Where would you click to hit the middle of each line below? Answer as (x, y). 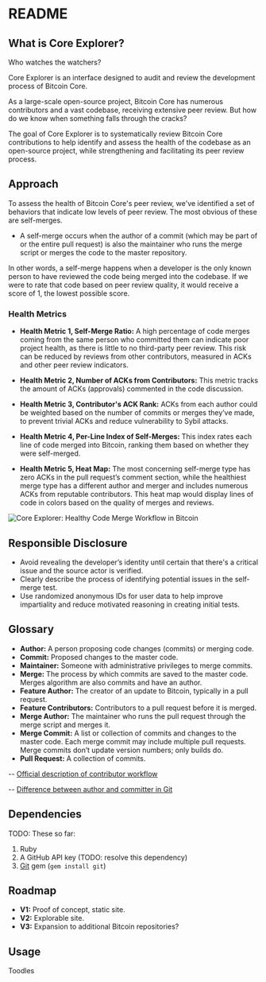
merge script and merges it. (65, 724)
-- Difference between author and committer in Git (91, 789)
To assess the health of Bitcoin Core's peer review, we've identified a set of (131, 203)
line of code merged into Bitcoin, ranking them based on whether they (134, 445)
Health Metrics (38, 313)
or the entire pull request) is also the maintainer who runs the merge (131, 244)
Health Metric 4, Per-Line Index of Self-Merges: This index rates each (136, 437)
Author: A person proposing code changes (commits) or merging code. (137, 648)
